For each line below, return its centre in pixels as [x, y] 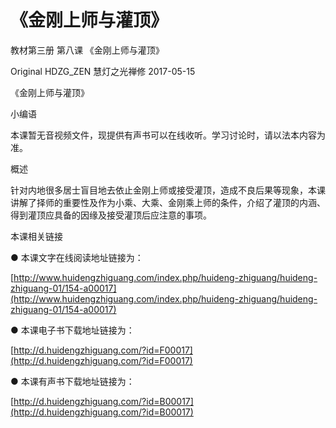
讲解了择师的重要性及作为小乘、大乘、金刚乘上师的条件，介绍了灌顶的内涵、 [168, 202]
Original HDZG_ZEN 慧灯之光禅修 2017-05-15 [103, 71]
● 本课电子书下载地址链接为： [72, 330]
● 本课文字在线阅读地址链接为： [77, 257]
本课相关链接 [36, 236]
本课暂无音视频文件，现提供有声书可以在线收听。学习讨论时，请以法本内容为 [168, 135]
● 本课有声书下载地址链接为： [72, 381]
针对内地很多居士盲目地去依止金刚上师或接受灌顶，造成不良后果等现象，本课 [168, 190]
